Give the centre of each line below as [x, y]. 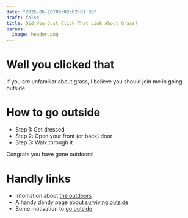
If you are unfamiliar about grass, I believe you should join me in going [94, 82]
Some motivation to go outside [54, 208]
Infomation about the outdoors [53, 195]
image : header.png [35, 35]
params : [16, 29]
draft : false [23, 18]
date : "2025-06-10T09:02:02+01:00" [52, 12]
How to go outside [53, 113]
